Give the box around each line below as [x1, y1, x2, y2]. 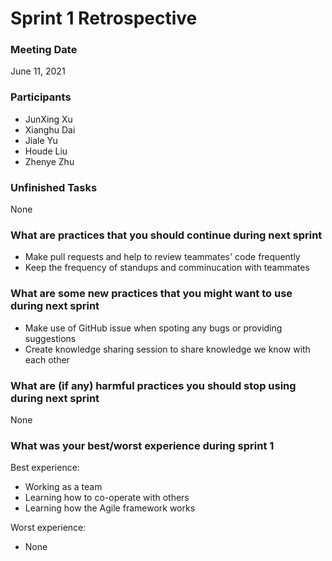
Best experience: [10, 462, 80, 474]
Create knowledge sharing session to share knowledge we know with [24, 343, 311, 355]
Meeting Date [10, 43, 78, 57]
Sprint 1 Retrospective [10, 7, 198, 30]
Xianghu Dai [24, 123, 76, 136]
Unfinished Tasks [10, 180, 98, 194]
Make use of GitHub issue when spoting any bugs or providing [24, 322, 283, 334]
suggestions [24, 332, 77, 344]
